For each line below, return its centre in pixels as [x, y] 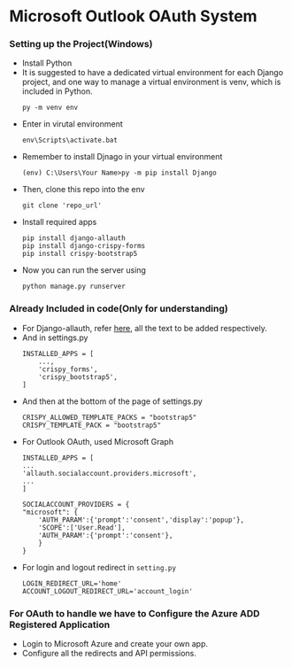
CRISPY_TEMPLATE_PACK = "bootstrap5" [92, 425]
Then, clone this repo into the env [83, 190]
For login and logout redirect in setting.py [99, 567]
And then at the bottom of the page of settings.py [112, 401]
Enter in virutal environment [73, 124]
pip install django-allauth [73, 238]
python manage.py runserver [73, 287]
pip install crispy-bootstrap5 [80, 254]
